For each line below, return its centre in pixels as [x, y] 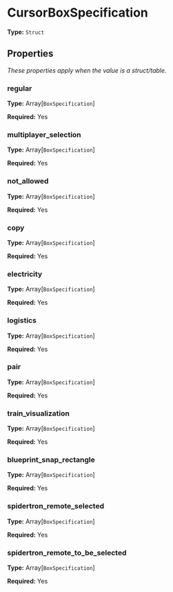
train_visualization [39, 413]
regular [20, 88]
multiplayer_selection [44, 134]
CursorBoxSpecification [78, 13]
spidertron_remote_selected [56, 506]
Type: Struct [26, 32]
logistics [22, 321]
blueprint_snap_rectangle [51, 460]
